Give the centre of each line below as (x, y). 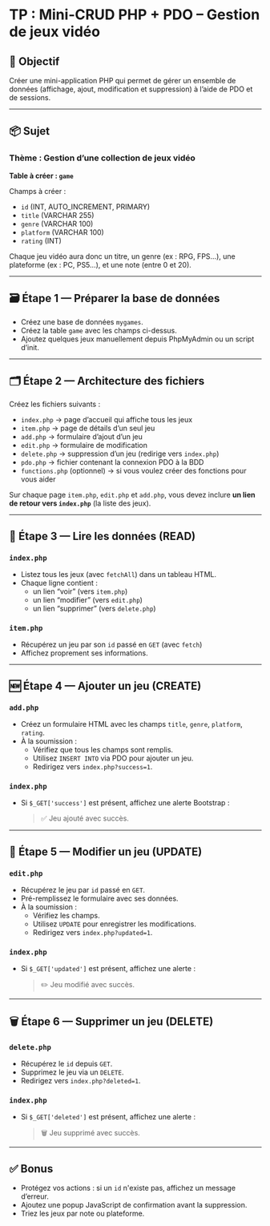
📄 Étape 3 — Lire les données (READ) (102, 536)
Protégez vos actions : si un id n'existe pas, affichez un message (128, 1188)
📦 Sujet (30, 131)
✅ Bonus (31, 1169)
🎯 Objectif (34, 61)
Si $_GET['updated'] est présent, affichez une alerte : (108, 969)
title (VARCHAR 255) (57, 215)
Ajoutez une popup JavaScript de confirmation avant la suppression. (134, 1205)
